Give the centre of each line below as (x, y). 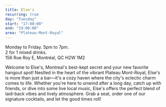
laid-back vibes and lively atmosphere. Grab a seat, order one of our (75, 94)
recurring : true (22, 14)
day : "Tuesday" (21, 19)
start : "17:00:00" (24, 24)
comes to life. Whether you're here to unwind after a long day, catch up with (83, 83)
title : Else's (20, 10)
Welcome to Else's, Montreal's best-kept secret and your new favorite (77, 67)
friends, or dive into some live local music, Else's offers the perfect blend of (83, 88)
